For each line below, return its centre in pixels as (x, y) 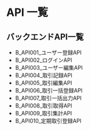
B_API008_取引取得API (43, 106)
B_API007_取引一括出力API (48, 98)
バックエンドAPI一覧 (45, 37)
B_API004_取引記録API (44, 75)
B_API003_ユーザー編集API (49, 68)
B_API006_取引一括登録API (49, 91)
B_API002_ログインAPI (43, 60)
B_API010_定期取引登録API (48, 121)
